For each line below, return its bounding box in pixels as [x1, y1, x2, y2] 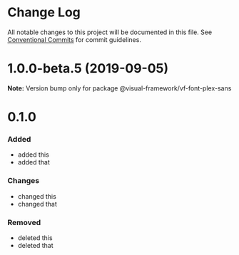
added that [17, 158, 50, 167]
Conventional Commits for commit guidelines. [7, 35, 141, 43]
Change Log [7, 4, 81, 21]
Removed [7, 217, 41, 227]
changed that [17, 199, 57, 208]
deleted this [17, 233, 53, 242]
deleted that [17, 241, 54, 249]
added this [17, 150, 50, 159]
